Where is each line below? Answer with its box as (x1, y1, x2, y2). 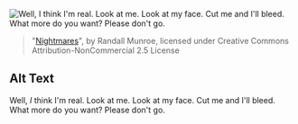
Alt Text (9, 71, 54, 86)
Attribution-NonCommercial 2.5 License (31, 45, 181, 56)
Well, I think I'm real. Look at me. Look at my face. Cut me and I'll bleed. (9, 94, 275, 105)
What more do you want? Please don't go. (9, 104, 165, 115)
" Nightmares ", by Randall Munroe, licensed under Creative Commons (31, 36, 289, 46)
